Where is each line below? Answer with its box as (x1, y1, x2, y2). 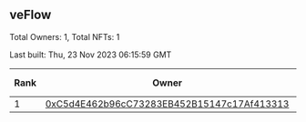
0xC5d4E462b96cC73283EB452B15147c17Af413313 (45, 97, 290, 110)
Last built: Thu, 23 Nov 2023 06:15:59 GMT (9, 49, 172, 60)
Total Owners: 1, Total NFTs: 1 (9, 31, 120, 42)
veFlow (9, 7, 52, 23)
